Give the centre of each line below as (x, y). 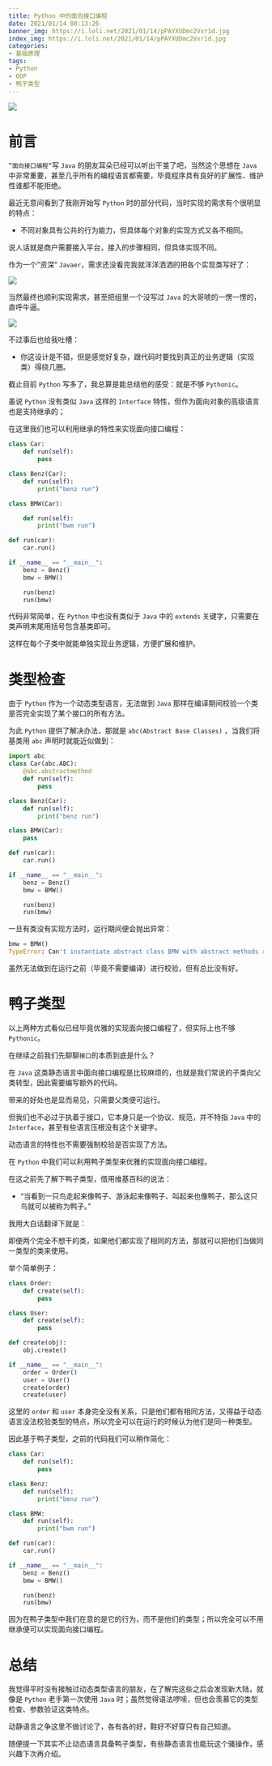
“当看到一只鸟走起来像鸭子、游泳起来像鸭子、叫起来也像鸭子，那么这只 (138, 1195)
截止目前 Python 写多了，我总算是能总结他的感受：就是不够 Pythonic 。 (125, 384)
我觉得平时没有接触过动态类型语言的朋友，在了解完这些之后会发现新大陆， (132, 1689)
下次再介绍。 (44, 1754)
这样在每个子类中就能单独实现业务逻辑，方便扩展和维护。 (104, 644)
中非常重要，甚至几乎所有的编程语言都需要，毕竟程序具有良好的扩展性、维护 (136, 176)
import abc (27, 756)
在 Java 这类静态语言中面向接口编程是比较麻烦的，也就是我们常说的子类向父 (135, 1072)
